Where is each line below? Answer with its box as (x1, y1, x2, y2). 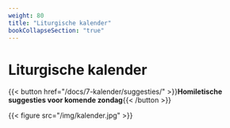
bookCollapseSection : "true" (8, 26, 105, 34)
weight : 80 (8, 11, 44, 20)
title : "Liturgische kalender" (8, 19, 112, 27)
